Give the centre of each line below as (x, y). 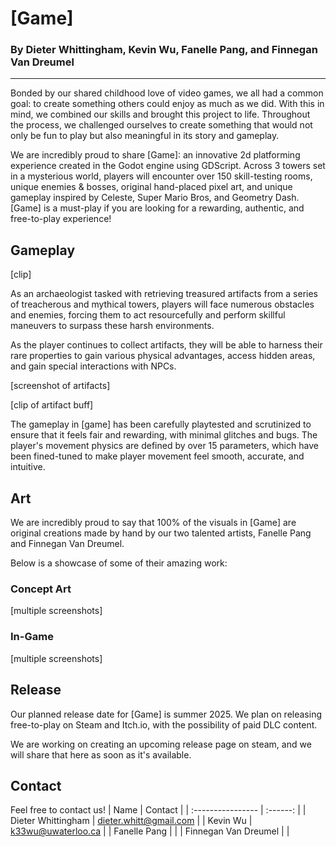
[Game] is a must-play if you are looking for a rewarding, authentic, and (157, 208)
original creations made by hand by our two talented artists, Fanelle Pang (161, 533)
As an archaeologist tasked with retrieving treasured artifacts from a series (164, 294)
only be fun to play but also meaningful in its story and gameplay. (145, 136)
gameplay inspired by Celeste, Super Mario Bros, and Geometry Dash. (155, 198)
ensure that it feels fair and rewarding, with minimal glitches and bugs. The (164, 435)
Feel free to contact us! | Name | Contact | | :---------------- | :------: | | (158, 810)
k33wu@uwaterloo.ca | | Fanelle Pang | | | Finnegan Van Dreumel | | (150, 831)
